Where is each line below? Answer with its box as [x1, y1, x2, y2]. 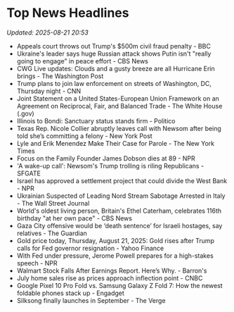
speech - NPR [16, 258, 58, 267]
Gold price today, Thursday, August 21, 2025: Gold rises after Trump [16, 236, 215, 244]
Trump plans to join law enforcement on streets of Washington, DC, [16, 79, 212, 87]
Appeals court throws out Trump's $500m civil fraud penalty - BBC [16, 42, 212, 50]
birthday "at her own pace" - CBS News [16, 213, 133, 223]
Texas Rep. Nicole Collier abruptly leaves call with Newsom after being [16, 124, 222, 132]
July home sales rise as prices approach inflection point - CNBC [16, 273, 203, 282]
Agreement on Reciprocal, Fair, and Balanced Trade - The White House [16, 101, 223, 110]
